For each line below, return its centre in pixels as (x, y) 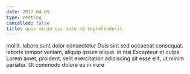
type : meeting (24, 17)
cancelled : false (28, 23)
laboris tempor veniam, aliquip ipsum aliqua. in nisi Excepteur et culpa (93, 52)
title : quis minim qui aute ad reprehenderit (64, 29)
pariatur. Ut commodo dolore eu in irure (55, 65)
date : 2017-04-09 (28, 12)
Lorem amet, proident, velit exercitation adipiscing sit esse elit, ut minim (95, 58)
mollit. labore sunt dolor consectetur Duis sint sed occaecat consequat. (95, 46)
